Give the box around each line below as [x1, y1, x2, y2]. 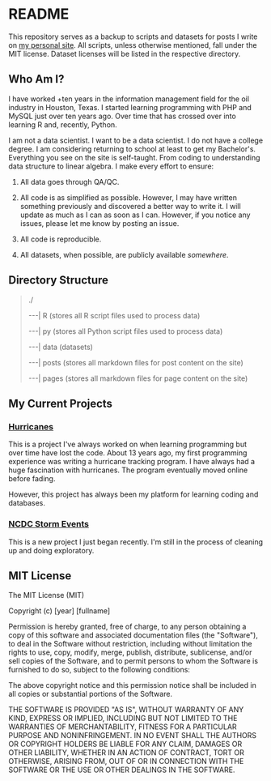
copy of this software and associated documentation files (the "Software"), [8, 630, 259, 640]
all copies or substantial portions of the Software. [8, 689, 172, 699]
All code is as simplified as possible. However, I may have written [19, 192, 237, 203]
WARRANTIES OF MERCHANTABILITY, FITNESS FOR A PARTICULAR [8, 722, 237, 732]
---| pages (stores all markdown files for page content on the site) [28, 373, 248, 383]
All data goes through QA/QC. [19, 177, 120, 186]
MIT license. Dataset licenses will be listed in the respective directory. [8, 49, 241, 58]
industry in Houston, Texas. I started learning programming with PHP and [8, 102, 252, 112]
